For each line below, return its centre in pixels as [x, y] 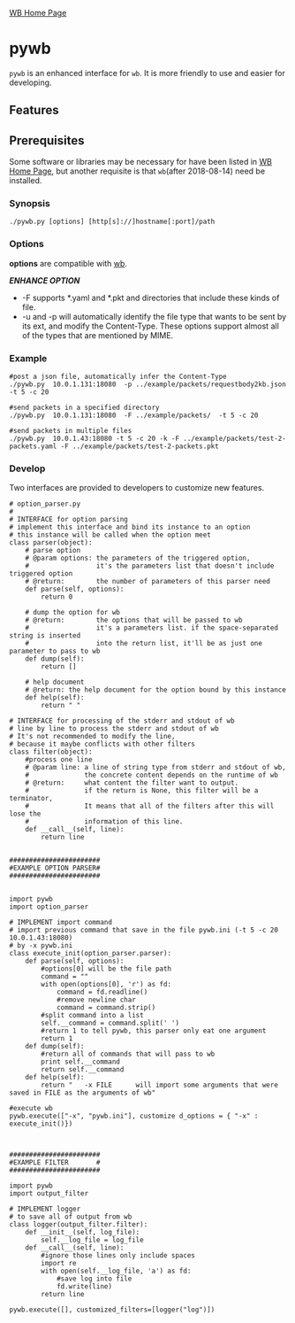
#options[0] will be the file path [106, 969]
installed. [26, 181]
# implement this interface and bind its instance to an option [130, 527]
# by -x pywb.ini [41, 946]
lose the [25, 814]
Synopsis [30, 204]
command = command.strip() [106, 1008]
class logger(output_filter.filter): [79, 1225]
